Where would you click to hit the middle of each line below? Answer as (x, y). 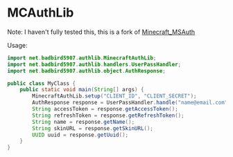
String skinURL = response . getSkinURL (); (93, 128)
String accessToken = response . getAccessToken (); (105, 109)
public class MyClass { (42, 83)
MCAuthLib (41, 13)
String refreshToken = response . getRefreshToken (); (109, 116)
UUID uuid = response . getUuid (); (80, 135)
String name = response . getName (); (84, 122)
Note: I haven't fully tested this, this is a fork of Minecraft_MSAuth (101, 32)
